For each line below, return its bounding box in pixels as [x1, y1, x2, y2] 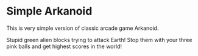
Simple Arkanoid [6, 4, 93, 18]
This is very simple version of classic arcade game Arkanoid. [6, 24, 159, 32]
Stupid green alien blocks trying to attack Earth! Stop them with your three [6, 36, 193, 43]
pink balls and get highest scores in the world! [6, 43, 122, 50]
